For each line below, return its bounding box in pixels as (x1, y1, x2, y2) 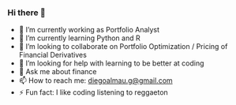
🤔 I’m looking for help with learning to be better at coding (18, 58, 204, 68)
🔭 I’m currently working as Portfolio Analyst (18, 25, 159, 35)
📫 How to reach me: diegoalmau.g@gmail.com (18, 76, 173, 85)
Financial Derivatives (18, 51, 88, 60)
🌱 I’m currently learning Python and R (18, 33, 140, 43)
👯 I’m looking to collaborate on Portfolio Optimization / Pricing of (18, 42, 228, 51)
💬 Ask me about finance (18, 67, 97, 77)
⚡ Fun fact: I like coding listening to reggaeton (18, 88, 169, 97)
